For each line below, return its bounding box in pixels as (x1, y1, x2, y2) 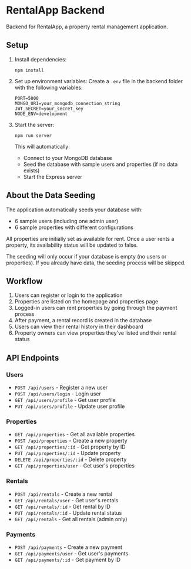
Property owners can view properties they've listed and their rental (14, 329, 177, 336)
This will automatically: (14, 143, 71, 150)
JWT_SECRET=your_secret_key (14, 106, 83, 112)
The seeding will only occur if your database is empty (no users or (6, 253, 167, 260)
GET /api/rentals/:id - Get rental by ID (14, 503, 110, 510)
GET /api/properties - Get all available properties (14, 431, 135, 438)
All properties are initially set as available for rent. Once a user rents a (6, 235, 175, 242)
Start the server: (14, 121, 55, 128)
